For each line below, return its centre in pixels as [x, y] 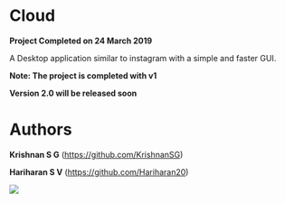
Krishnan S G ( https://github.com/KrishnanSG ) [96, 154]
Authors [41, 129]
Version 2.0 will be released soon [73, 93]
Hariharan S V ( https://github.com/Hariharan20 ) [99, 171]
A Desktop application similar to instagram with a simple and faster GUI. [143, 58]
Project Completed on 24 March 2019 [81, 41]
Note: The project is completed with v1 [83, 75]
